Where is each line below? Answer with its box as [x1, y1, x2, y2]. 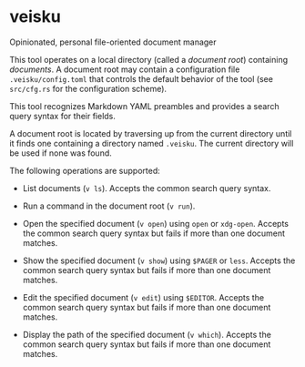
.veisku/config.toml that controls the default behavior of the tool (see [9, 73, 273, 84]
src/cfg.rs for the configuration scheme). [9, 83, 167, 94]
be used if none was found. [9, 148, 112, 158]
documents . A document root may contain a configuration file [9, 64, 240, 75]
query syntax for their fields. [9, 110, 117, 121]
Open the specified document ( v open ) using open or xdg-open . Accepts [22, 218, 290, 229]
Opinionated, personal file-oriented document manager [9, 36, 217, 47]
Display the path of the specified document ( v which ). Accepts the [22, 329, 271, 340]
